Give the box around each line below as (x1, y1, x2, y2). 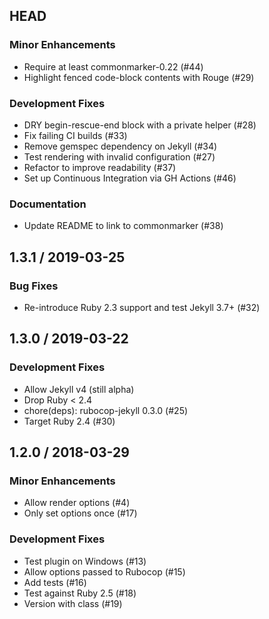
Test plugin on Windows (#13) (23, 555, 147, 567)
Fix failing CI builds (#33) (23, 129, 128, 141)
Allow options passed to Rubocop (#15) (23, 565, 186, 578)
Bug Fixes (9, 279, 59, 293)
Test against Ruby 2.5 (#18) (23, 587, 137, 599)
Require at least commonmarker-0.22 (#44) (23, 60, 204, 73)
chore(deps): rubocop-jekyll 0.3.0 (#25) (23, 404, 189, 416)
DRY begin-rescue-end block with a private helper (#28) (23, 119, 257, 131)
